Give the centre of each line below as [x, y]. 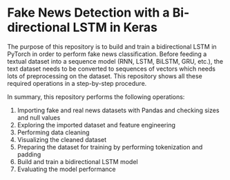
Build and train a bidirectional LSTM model [77, 161]
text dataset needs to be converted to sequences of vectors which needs [112, 69]
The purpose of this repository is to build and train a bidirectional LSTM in [112, 46]
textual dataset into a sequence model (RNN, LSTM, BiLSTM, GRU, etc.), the [115, 61]
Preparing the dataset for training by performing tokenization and [110, 147]
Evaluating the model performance [66, 169]
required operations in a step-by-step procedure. [77, 83]
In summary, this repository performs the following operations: [96, 97]
